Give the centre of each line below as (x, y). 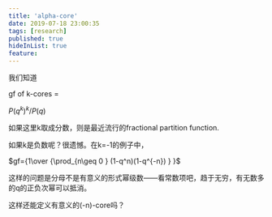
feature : (23, 53)
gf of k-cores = (34, 94)
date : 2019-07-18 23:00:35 (54, 23)
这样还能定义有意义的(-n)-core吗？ (67, 205)
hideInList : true (38, 46)
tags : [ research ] (38, 31)
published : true (36, 38)
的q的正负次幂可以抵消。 (50, 188)
